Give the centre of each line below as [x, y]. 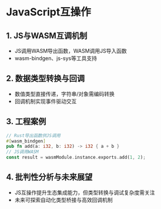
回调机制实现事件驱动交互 [46, 101]
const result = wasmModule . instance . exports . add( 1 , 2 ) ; [76, 157]
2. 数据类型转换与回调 [46, 79]
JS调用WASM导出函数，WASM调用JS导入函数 [71, 51]
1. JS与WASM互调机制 [47, 36]
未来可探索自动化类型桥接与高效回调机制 [63, 200]
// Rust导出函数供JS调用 [33, 135]
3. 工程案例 [26, 122]
